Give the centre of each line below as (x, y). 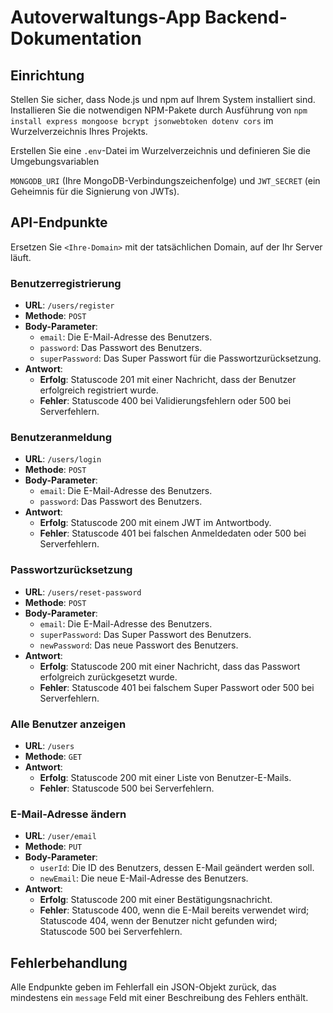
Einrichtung (47, 75)
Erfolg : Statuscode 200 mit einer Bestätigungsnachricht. (156, 900)
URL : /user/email (60, 836)
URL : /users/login (63, 459)
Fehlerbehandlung (69, 962)
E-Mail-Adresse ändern (68, 814)
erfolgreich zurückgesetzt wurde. (108, 677)
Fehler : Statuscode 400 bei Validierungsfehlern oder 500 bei (165, 401)
